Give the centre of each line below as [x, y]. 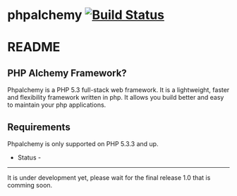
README [34, 47]
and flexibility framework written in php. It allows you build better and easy [116, 98]
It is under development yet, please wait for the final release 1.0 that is [109, 178]
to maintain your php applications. [57, 105]
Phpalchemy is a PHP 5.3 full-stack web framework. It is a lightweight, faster [119, 90]
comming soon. [30, 185]
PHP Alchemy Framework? [67, 73]
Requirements [39, 127]
